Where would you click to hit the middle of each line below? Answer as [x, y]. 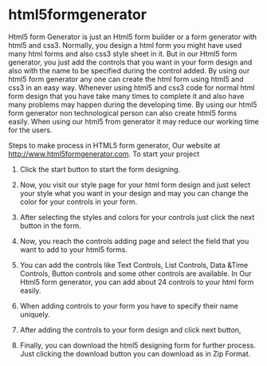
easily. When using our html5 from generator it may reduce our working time [133, 121]
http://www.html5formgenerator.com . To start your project [104, 154]
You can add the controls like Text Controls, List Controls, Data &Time [134, 265]
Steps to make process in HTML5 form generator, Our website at [114, 145]
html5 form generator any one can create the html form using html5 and [126, 79]
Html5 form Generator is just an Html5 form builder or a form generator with [133, 37]
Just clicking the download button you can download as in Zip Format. [135, 353]
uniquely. [35, 314]
